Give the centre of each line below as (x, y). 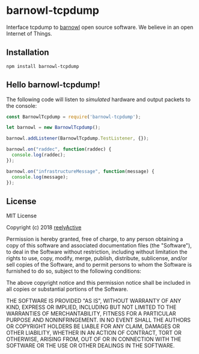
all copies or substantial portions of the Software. (67, 289)
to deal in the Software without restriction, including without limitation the (97, 252)
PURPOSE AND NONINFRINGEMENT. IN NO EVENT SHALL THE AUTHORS (99, 320)
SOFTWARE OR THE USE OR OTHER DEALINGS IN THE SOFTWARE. (90, 346)
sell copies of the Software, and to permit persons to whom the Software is (99, 265)
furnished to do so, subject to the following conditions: (74, 271)
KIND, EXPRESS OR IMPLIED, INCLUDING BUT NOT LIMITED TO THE (91, 307)
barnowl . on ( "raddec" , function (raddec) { (59, 149)
